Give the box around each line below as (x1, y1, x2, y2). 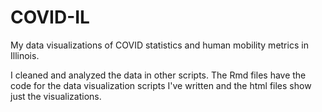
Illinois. (10, 49, 40, 61)
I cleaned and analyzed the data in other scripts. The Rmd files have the (10, 69, 307, 81)
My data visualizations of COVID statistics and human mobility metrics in (10, 39, 309, 51)
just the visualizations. (10, 90, 102, 102)
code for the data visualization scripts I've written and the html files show (10, 79, 312, 91)
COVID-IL (10, 6, 90, 29)
